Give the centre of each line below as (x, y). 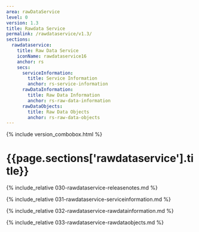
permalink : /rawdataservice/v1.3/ (49, 34)
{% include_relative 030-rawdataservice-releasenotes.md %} (82, 188)
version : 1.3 (22, 23)
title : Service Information (62, 78)
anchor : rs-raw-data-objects (64, 117)
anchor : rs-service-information (68, 84)
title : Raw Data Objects (59, 112)
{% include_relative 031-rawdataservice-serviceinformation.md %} (89, 199)
